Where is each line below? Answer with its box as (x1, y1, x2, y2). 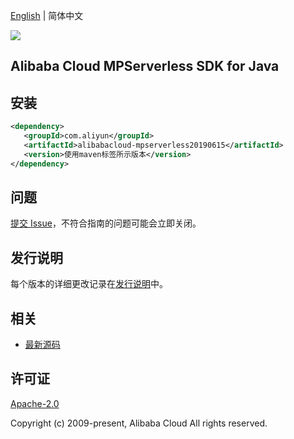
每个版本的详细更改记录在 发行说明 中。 (10, 278, 168, 290)
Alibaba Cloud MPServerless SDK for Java (10, 58, 280, 75)
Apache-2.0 (10, 397, 60, 409)
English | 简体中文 (10, 10, 84, 21)
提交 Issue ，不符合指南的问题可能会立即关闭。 (10, 217, 202, 229)
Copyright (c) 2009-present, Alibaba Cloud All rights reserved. (10, 417, 268, 429)
